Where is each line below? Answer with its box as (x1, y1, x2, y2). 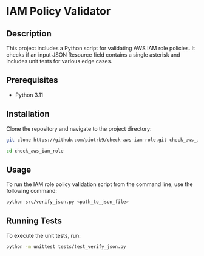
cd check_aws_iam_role (6, 148, 64, 154)
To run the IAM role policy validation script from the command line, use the (6, 181, 193, 188)
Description (6, 29, 52, 39)
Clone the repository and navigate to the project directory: (6, 125, 152, 132)
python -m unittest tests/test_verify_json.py (6, 243, 126, 250)
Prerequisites (6, 75, 58, 86)
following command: (6, 187, 58, 195)
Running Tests (6, 216, 62, 226)
